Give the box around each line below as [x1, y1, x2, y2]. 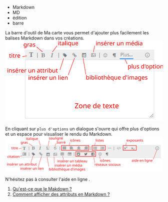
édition [12, 15, 27, 20]
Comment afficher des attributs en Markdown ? [12, 192, 110, 198]
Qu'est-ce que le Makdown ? [12, 186, 72, 192]
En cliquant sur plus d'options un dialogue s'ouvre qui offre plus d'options [5, 126, 159, 132]
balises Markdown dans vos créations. [5, 35, 84, 41]
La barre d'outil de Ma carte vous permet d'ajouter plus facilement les [5, 30, 149, 35]
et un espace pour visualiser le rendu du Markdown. [5, 131, 112, 137]
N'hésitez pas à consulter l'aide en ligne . [5, 177, 90, 183]
